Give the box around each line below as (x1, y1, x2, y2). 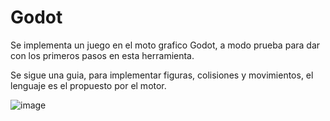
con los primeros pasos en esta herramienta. (10, 49, 195, 61)
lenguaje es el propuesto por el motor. (10, 79, 167, 91)
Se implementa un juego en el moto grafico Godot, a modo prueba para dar (10, 39, 321, 51)
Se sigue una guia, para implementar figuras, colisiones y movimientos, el (10, 69, 314, 81)
